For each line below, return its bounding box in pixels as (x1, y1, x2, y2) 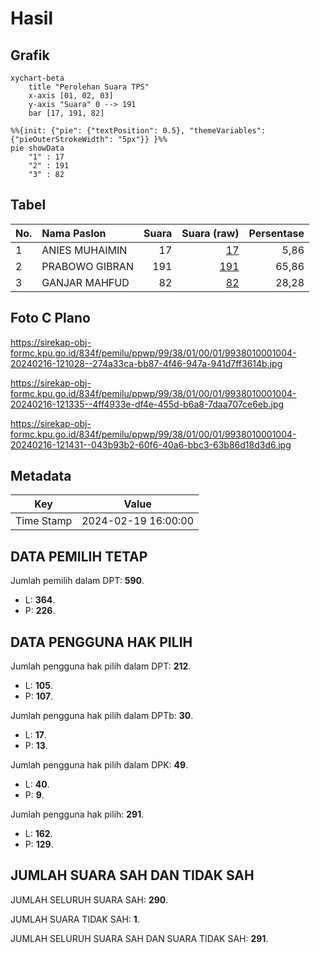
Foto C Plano (10, 310, 91, 327)
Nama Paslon (41, 226, 107, 240)
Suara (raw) (181, 226, 240, 240)
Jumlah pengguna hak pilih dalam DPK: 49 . (10, 759, 189, 771)
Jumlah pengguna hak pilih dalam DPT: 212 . (10, 660, 192, 672)
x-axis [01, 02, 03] (28, 91, 114, 101)
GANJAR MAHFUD (41, 275, 130, 289)
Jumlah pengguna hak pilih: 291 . (10, 808, 145, 821)
